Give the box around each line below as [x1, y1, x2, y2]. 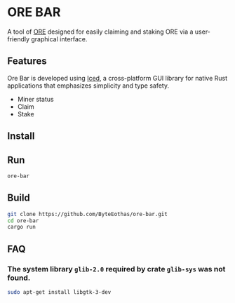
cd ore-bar [7, 217, 39, 224]
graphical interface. [31, 34, 88, 43]
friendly [7, 34, 30, 43]
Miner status [17, 95, 54, 103]
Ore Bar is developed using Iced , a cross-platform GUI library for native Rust [7, 74, 228, 82]
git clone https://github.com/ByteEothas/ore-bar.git [7, 210, 168, 217]
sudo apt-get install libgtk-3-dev [7, 288, 112, 295]
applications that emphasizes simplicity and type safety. [7, 81, 170, 90]
